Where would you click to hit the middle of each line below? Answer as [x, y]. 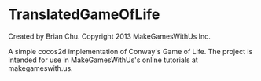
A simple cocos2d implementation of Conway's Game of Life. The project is [130, 51]
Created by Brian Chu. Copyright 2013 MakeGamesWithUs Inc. [109, 36]
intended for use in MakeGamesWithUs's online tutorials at [103, 60]
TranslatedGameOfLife [84, 15]
